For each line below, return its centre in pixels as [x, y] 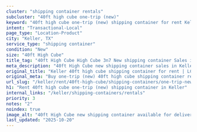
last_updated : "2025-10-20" [40, 120]
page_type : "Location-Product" [44, 33]
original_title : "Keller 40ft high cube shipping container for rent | [95, 71]
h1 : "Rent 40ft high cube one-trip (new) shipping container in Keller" [97, 88]
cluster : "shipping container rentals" [55, 11]
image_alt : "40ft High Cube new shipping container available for [89, 114]
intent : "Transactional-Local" [44, 28]
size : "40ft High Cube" [35, 55]
